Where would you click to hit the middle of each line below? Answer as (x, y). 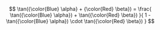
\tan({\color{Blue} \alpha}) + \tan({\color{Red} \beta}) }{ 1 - (80, 15)
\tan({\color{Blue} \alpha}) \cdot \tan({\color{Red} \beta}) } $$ (80, 21)
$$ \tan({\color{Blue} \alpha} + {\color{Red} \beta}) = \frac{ (80, 9)
